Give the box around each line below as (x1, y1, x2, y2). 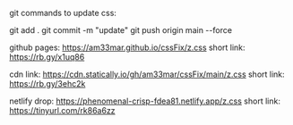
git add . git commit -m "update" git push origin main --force (9, 25, 233, 35)
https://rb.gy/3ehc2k (9, 79, 86, 88)
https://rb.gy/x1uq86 (9, 52, 85, 62)
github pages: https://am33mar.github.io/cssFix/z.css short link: (9, 42, 246, 53)
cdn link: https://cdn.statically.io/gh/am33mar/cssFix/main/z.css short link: (9, 69, 285, 79)
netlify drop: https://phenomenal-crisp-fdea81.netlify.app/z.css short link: (9, 96, 280, 106)
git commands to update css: (9, 8, 116, 18)
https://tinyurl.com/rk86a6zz (9, 105, 116, 115)
